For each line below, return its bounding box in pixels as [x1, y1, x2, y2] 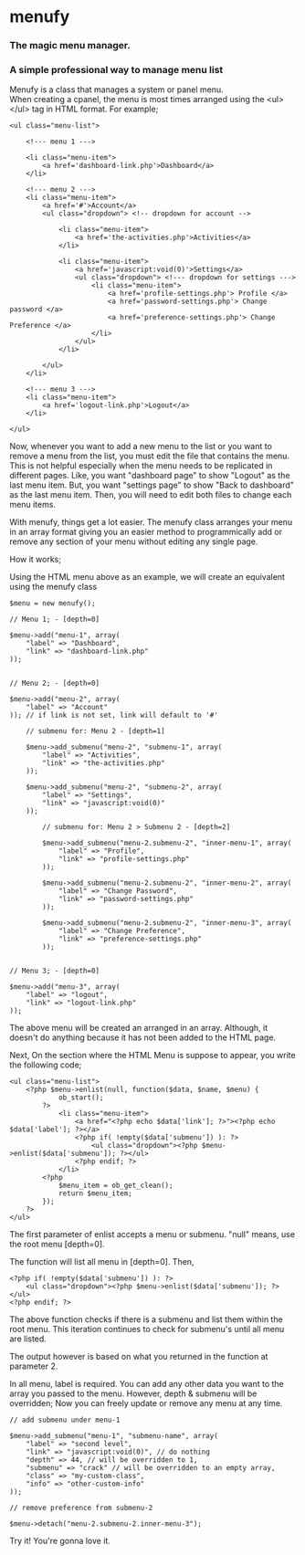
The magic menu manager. [9, 39, 131, 52]
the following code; [9, 1059, 82, 1070]
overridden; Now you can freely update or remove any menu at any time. [9, 1398, 283, 1409]
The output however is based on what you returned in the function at [9, 1351, 268, 1362]
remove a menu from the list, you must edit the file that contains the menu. [9, 450, 290, 462]
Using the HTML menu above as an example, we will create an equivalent [9, 572, 286, 583]
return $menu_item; [58, 1189, 132, 1198]
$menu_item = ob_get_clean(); [58, 1181, 174, 1191]
